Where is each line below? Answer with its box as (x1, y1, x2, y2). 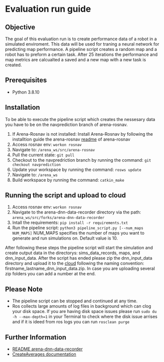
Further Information (5, 333, 67, 341)
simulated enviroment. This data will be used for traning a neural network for (5, 41, 160, 47)
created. (5, 62, 22, 68)
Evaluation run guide (5, 3, 92, 15)
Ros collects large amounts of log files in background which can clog (12, 303, 152, 309)
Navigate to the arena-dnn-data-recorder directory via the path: (12, 209, 141, 215)
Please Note (5, 285, 43, 293)
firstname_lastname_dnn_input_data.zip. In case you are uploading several (5, 265, 155, 271)
